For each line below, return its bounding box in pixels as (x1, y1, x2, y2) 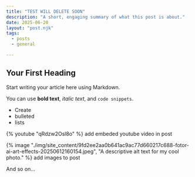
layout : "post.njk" (6, 25, 54, 31)
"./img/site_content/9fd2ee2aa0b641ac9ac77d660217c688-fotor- (31, 141, 189, 148)
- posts (11, 36, 31, 42)
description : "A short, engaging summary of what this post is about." (6, 14, 185, 20)
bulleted (14, 113, 35, 120)
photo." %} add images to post (6, 154, 80, 161)
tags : (6, 30, 19, 36)
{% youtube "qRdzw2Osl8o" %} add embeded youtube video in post (6, 130, 172, 137)
